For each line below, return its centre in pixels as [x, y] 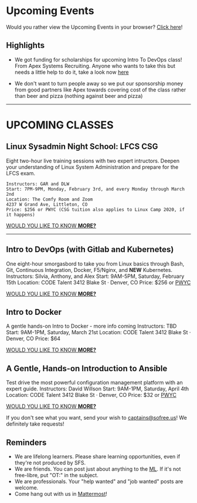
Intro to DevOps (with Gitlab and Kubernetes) [90, 249]
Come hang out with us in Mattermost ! [61, 494]
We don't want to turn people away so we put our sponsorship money [99, 83]
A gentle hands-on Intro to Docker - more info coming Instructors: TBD [91, 326]
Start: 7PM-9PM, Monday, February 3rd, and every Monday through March [95, 189]
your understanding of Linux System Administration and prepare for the [92, 167]
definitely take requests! [35, 424]
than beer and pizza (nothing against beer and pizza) [79, 96]
